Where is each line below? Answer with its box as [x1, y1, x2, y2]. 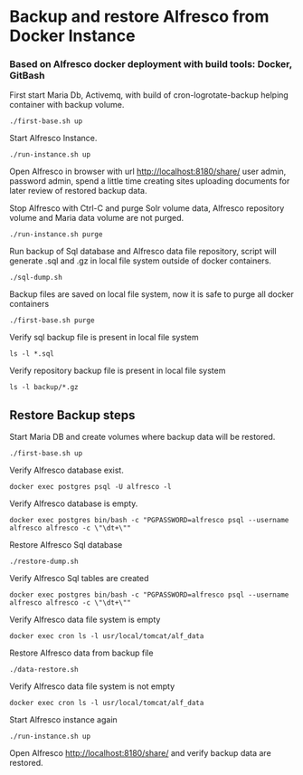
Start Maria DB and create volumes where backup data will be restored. [9, 432, 276, 443]
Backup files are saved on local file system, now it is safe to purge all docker [9, 289, 294, 300]
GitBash [9, 70, 45, 82]
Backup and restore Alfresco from [9, 6, 270, 27]
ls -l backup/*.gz [9, 383, 79, 392]
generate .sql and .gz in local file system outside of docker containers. [9, 255, 271, 266]
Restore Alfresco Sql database [9, 540, 123, 550]
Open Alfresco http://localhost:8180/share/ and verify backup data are [9, 748, 271, 759]
